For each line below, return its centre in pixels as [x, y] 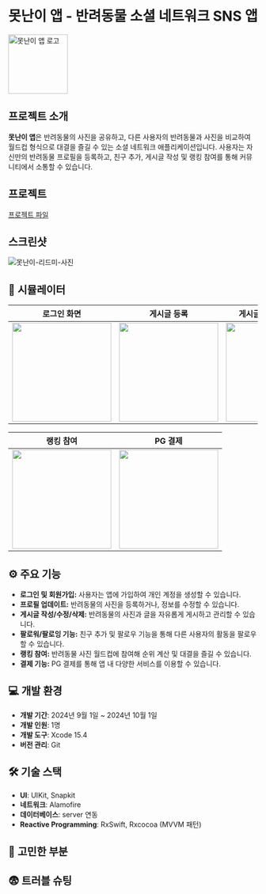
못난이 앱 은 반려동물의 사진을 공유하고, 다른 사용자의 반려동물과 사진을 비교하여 [129, 137]
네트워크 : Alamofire [50, 805]
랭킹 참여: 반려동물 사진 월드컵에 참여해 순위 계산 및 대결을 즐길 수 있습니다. [135, 654]
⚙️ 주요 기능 [35, 574]
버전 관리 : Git [40, 744]
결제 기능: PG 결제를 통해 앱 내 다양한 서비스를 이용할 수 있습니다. [120, 664]
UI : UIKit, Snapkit [47, 795]
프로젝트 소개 [38, 117]
